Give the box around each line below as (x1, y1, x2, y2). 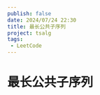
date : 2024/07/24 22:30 (7, 17, 77, 24)
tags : (7, 36, 23, 43)
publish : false (7, 10, 52, 17)
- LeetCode (10, 42, 42, 49)
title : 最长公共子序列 (7, 23, 66, 30)
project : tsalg (7, 29, 52, 37)
